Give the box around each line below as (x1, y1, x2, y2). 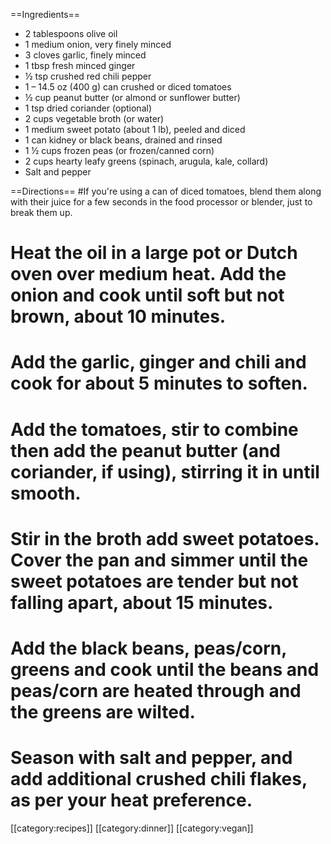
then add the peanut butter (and (10, 439, 281, 462)
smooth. (10, 482, 82, 504)
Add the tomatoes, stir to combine (10, 418, 299, 441)
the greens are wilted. (10, 700, 196, 723)
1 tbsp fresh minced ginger (24, 60, 136, 71)
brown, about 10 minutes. (10, 305, 227, 328)
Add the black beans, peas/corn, (10, 637, 287, 659)
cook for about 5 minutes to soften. (10, 372, 308, 395)
